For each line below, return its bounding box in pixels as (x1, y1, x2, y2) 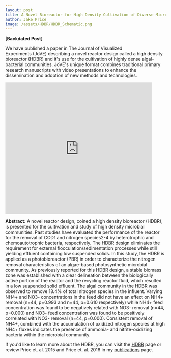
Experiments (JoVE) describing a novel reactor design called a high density (5, 51, 163, 57)
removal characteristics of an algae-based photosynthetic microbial (5, 262, 148, 268)
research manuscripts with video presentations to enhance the (5, 67, 136, 73)
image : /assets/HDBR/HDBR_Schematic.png (5, 21, 93, 27)
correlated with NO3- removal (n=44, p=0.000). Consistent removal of (5, 315, 153, 321)
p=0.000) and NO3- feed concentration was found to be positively (5, 310, 145, 316)
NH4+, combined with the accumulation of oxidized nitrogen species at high (5, 321, 165, 327)
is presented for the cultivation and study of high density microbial (5, 224, 145, 230)
